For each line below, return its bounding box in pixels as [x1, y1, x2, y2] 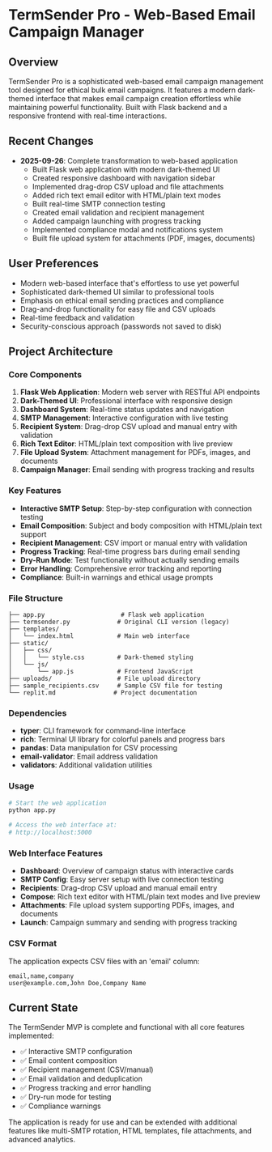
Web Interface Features [8, 848, 104, 859]
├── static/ [8, 639, 49, 647]
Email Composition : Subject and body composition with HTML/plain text [19, 521, 262, 530]
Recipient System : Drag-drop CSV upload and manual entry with [19, 422, 238, 431]
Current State [8, 1001, 79, 1014]
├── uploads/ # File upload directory [8, 674, 201, 682]
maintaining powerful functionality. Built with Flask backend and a [8, 103, 228, 112]
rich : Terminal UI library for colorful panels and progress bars [19, 734, 225, 744]
